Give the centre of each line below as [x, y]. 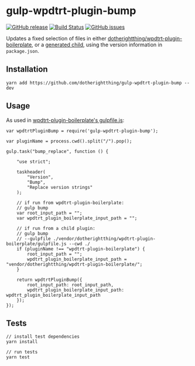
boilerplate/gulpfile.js [36, 244]
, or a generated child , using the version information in [97, 45]
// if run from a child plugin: [56, 228]
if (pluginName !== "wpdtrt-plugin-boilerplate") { [81, 249]
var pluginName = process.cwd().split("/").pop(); [69, 141]
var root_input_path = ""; [49, 213]
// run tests [22, 352]
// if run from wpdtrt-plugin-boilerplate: [71, 203]
